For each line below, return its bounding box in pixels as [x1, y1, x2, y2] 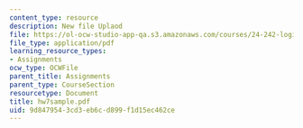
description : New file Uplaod [9, 22, 124, 31]
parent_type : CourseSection [9, 80, 115, 89]
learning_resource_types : [9, 47, 106, 56]
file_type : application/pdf [9, 38, 115, 48]
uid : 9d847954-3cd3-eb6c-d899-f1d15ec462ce [9, 105, 176, 114]
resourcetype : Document [9, 88, 99, 97]
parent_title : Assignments [9, 72, 111, 81]
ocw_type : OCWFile [9, 64, 78, 73]
